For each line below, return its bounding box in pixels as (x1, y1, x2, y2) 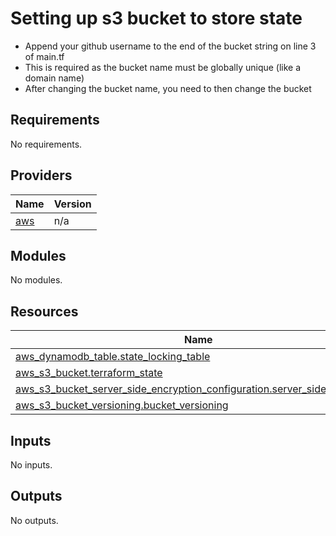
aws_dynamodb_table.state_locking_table (15, 350, 211, 364)
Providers (10, 167, 73, 184)
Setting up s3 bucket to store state (10, 7, 303, 30)
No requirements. (10, 138, 83, 150)
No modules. (10, 274, 63, 286)
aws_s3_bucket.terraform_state (15, 366, 163, 380)
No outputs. (10, 514, 59, 526)
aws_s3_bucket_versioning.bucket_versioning (15, 398, 229, 412)
